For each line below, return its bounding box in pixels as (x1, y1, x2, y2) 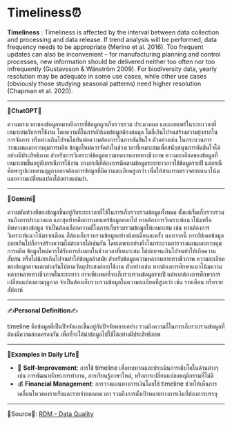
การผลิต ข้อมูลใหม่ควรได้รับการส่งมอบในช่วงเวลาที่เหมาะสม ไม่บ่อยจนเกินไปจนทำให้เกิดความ (7, 246, 216, 255)
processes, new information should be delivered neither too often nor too (7, 57, 215, 66)
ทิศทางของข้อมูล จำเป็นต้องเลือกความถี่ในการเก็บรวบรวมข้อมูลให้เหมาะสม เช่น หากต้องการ (7, 223, 210, 232)
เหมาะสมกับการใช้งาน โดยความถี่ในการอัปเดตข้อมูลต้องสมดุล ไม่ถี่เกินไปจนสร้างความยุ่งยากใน (7, 128, 218, 136)
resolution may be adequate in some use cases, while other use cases (7, 72, 207, 80)
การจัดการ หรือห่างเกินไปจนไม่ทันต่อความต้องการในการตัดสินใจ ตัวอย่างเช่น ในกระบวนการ (7, 135, 213, 144)
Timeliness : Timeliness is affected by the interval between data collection (7, 28, 220, 36)
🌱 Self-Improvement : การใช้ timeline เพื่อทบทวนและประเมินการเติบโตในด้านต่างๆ (17, 364, 219, 372)
